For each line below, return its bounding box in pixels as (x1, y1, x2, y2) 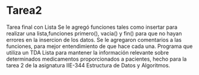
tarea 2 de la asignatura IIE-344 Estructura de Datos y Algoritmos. (6, 61, 171, 69)
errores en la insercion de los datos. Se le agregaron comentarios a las (6, 36, 182, 43)
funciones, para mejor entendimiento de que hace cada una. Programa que (6, 43, 193, 50)
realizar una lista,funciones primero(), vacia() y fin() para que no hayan (6, 29, 182, 37)
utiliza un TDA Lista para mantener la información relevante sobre (6, 49, 169, 56)
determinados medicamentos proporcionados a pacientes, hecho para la (6, 55, 187, 62)
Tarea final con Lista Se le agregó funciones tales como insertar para (6, 23, 178, 31)
